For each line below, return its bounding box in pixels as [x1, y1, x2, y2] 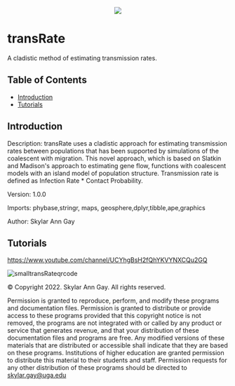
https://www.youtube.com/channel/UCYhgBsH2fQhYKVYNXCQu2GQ [7, 256, 208, 264]
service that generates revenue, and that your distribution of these [7, 326, 199, 335]
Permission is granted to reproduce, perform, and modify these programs [7, 296, 220, 305]
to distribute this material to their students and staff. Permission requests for [7, 356, 227, 364]
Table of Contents [7, 74, 88, 86]
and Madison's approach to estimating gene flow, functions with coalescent [7, 161, 227, 170]
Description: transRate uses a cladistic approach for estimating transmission [7, 139, 228, 147]
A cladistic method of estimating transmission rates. [7, 53, 158, 62]
